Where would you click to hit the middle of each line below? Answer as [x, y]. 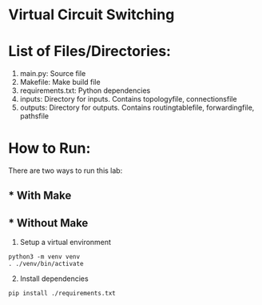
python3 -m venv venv [44, 257]
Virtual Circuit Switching [91, 15]
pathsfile [34, 116]
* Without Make [48, 223]
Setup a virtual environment [65, 243]
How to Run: [50, 148]
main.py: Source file [53, 74]
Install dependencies [54, 279]
